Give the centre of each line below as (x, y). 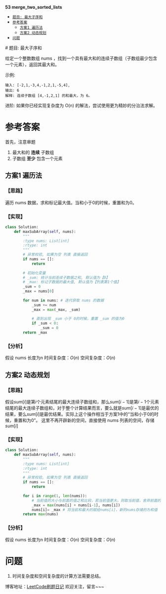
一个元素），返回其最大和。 (32, 64)
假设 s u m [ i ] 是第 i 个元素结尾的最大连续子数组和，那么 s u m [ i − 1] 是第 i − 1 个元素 (82, 402)
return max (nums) (41, 514)
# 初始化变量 (34, 273)
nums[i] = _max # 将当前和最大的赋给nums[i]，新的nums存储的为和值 (95, 510)
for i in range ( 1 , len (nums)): (55, 496)
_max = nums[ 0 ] (39, 291)
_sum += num (44, 305)
